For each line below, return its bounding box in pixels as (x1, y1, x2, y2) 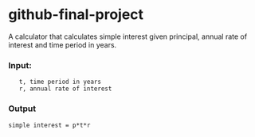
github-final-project (8, 6, 144, 24)
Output (8, 103, 37, 114)
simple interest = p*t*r (8, 121, 91, 129)
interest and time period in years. (8, 40, 117, 49)
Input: (8, 59, 32, 70)
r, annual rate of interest (18, 85, 112, 93)
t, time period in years (18, 78, 102, 86)
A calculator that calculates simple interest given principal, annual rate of (8, 32, 248, 41)
